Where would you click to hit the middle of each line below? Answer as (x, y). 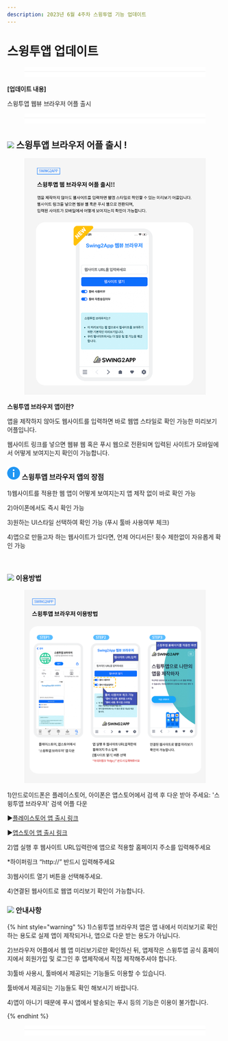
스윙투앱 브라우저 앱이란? (41, 406)
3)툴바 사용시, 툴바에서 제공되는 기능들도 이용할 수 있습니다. (87, 973)
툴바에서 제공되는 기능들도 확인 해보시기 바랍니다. (73, 988)
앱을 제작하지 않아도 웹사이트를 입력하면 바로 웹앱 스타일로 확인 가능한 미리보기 (112, 421)
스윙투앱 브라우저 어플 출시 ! (72, 145)
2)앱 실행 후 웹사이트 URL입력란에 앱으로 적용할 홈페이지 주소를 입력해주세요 (109, 848)
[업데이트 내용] (27, 89)
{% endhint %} (28, 1016)
